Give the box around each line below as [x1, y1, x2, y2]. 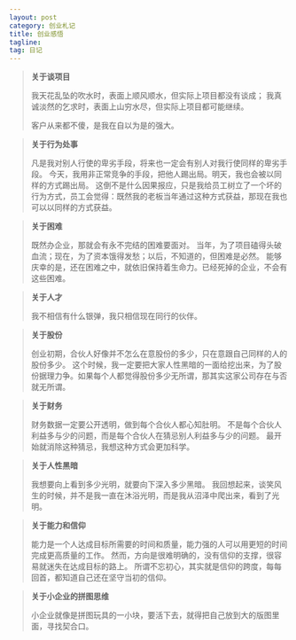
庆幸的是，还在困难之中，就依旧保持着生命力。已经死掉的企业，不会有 [30, 262, 288, 273]
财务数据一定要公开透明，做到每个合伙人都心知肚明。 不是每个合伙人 [30, 419, 282, 430]
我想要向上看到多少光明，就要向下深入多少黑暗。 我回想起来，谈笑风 [30, 480, 282, 490]
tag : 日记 [9, 46, 43, 55]
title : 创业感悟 [9, 29, 64, 38]
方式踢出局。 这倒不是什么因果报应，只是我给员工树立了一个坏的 [46, 180, 282, 191]
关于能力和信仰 [30, 520, 86, 531]
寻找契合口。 [46, 621, 94, 632]
